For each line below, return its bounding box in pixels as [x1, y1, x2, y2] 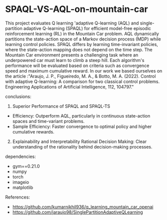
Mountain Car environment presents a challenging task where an [5, 51, 138, 58]
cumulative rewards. [12, 128, 54, 134]
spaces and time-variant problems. [12, 118, 85, 124]
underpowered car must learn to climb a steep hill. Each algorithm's [5, 57, 144, 63]
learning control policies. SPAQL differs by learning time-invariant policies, [5, 41, 158, 47]
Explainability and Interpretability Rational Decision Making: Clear [12, 138, 147, 144]
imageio [12, 179, 29, 185]
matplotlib [12, 184, 33, 190]
